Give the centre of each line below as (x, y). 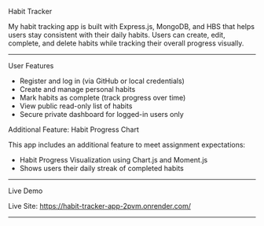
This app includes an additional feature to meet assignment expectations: (127, 145)
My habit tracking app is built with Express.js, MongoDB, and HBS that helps (132, 26)
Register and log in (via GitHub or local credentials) (102, 81)
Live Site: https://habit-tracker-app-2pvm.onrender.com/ (99, 206)
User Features (31, 66)
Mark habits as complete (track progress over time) (103, 98)
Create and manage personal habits (77, 89)
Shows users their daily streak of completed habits (102, 168)
